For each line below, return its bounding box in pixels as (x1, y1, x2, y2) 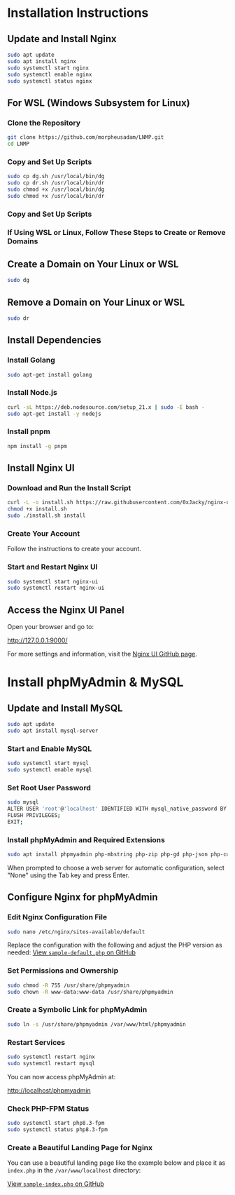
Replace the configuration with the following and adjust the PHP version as (7, 941, 222, 950)
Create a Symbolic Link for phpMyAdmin (7, 1005, 148, 1015)
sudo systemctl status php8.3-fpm (7, 1126, 108, 1133)
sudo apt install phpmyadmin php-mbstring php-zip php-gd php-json (7, 851, 208, 858)
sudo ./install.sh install (7, 512, 86, 520)
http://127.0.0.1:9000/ (7, 636, 68, 644)
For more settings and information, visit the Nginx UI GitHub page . (7, 650, 198, 659)
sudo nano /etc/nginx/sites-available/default (7, 928, 145, 936)
